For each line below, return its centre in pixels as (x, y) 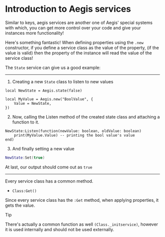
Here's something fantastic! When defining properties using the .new (74, 42)
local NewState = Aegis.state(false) (44, 91)
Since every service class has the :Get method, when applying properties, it (82, 200)
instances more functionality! (34, 33)
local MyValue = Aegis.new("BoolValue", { (49, 99)
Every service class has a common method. (49, 181)
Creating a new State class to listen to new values (63, 81)
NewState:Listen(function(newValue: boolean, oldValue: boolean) (73, 131)
